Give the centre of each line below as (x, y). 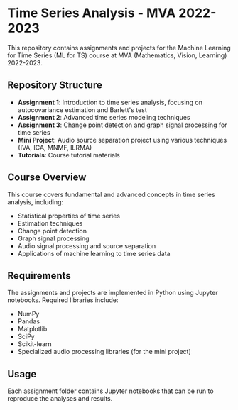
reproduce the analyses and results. (60, 399)
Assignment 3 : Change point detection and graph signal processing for (122, 125)
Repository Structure (55, 85)
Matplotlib (32, 329)
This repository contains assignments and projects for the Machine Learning (119, 48)
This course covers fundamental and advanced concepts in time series (111, 194)
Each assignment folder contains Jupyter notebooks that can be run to (111, 391)
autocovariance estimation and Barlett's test (82, 110)
